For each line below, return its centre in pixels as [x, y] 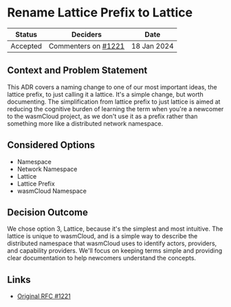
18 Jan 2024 [152, 46]
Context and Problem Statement [77, 70]
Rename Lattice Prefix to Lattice [100, 13]
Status [26, 34]
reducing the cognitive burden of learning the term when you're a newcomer [115, 109]
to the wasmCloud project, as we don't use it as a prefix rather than [102, 116]
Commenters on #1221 [87, 46]
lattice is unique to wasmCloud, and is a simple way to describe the [102, 236]
